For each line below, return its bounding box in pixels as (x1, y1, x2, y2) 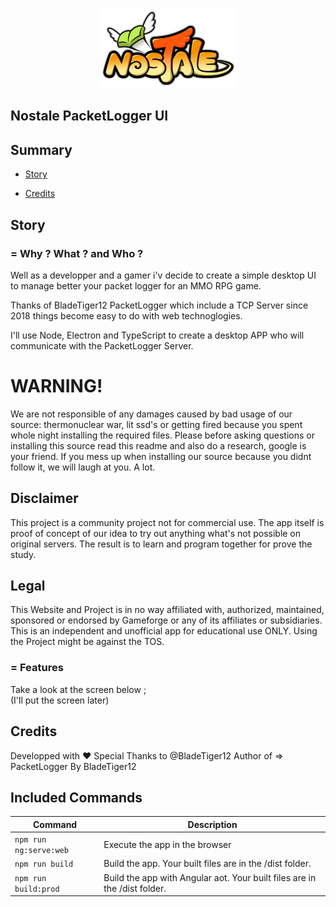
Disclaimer (10, 490, 79, 507)
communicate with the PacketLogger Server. (10, 339, 194, 352)
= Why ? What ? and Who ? (10, 246, 144, 260)
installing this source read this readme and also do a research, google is (10, 439, 307, 452)
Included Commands (10, 789, 143, 806)
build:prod (14, 884, 60, 894)
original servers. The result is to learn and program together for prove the (10, 538, 313, 550)
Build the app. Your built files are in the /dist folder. (103, 858, 312, 870)
